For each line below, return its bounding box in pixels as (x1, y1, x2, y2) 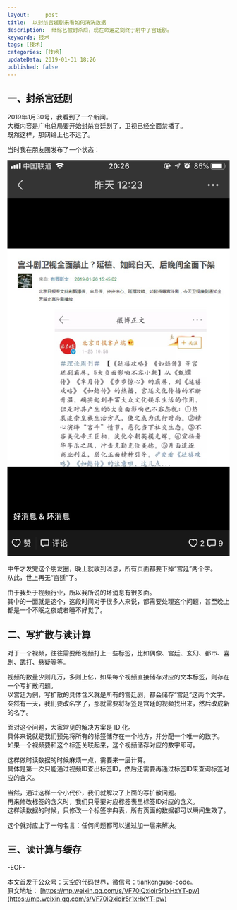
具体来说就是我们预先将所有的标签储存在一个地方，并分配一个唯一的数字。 (7, 732, 224, 740)
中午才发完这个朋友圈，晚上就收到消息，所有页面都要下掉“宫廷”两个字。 (7, 564, 217, 573)
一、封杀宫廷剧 (7, 93, 73, 105)
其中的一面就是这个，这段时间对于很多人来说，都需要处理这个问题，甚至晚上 (7, 597, 230, 606)
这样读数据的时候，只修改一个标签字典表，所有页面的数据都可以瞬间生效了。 (7, 806, 230, 815)
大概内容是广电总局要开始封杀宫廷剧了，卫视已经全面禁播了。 (7, 121, 187, 130)
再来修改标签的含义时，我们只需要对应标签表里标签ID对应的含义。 (7, 797, 199, 805)
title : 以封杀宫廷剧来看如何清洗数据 (7, 18, 107, 26)
